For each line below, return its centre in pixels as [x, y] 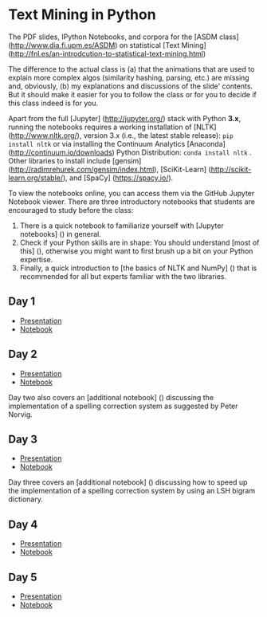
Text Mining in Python [82, 15]
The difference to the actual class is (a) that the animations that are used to [132, 69]
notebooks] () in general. [61, 234]
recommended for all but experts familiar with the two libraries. [123, 276]
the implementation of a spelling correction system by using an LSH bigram [132, 491]
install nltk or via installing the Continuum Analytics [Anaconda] [117, 143]
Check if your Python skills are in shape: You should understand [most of [139, 242]
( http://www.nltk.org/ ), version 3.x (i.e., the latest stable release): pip [121, 135]
